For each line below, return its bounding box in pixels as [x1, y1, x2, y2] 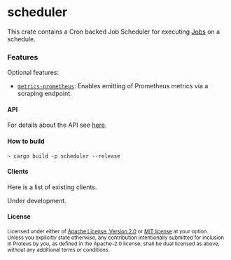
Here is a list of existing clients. [7, 183, 97, 191]
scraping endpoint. [17, 89, 72, 98]
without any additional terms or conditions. [7, 247, 110, 254]
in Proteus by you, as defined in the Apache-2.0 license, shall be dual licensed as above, [7, 240, 220, 247]
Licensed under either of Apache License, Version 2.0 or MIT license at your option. [7, 228, 209, 235]
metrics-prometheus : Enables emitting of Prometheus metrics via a [17, 82, 209, 90]
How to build [7, 137, 45, 146]
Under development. [7, 196, 66, 205]
